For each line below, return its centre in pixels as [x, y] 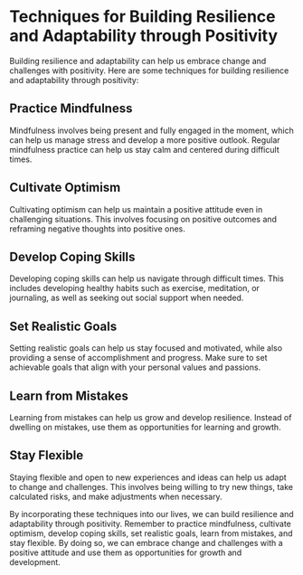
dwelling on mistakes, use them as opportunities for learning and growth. [146, 427]
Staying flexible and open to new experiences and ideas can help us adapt [148, 477]
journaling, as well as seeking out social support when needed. [127, 298]
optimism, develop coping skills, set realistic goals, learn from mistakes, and [151, 533]
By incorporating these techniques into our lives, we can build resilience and [151, 514]
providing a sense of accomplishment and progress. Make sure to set [138, 358]
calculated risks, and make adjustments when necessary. [116, 496]
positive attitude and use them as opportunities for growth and [126, 552]
